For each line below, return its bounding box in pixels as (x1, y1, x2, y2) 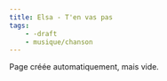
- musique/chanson (25, 37, 93, 47)
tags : (9, 21, 29, 30)
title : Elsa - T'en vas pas (9, 12, 114, 22)
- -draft (25, 29, 58, 38)
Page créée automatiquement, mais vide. (9, 62, 160, 72)
